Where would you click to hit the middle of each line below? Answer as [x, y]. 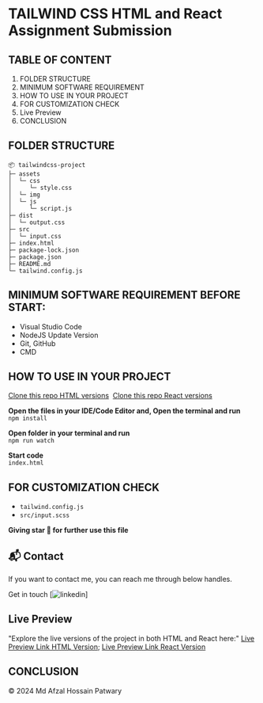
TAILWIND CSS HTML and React [115, 14]
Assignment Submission [90, 30]
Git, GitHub [38, 343]
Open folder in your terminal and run [69, 433]
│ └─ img [24, 195]
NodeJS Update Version [59, 335]
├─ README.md [30, 264]
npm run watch [32, 441]
